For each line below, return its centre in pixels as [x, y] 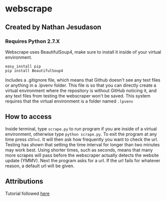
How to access [29, 117]
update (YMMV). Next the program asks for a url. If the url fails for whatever [83, 160]
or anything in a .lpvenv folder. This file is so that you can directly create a [81, 85]
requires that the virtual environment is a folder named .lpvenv [69, 101]
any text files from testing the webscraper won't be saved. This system [78, 96]
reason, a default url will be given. [40, 166]
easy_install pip [23, 66]
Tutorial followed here [27, 193]
